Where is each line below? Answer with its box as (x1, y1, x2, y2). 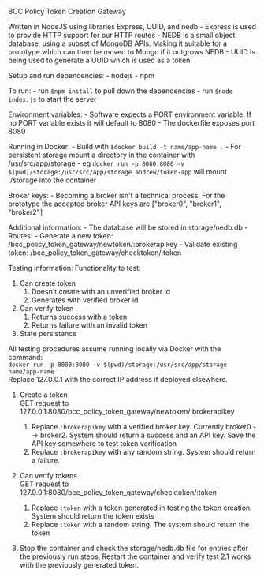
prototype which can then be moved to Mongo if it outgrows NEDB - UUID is (8, 47, 256, 56)
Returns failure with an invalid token (31, 320, 148, 330)
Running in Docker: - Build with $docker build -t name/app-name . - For (8, 142, 242, 151)
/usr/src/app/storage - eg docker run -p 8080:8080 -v (8, 159, 185, 168)
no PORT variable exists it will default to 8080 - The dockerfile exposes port (8, 118, 255, 127)
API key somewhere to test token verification (31, 439, 177, 448)
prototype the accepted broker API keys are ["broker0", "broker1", (8, 199, 222, 208)
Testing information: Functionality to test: (8, 264, 141, 272)
